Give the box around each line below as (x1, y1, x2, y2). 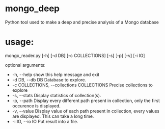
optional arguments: (5, 62, 46, 68)
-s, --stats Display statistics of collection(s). (12, 92, 102, 98)
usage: (5, 36, 34, 48)
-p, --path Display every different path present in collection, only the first (12, 98, 160, 103)
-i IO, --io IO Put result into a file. (12, 118, 79, 124)
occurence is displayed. (12, 103, 61, 108)
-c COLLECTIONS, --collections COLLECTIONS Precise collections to (12, 82, 153, 88)
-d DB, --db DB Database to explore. (12, 77, 86, 82)
